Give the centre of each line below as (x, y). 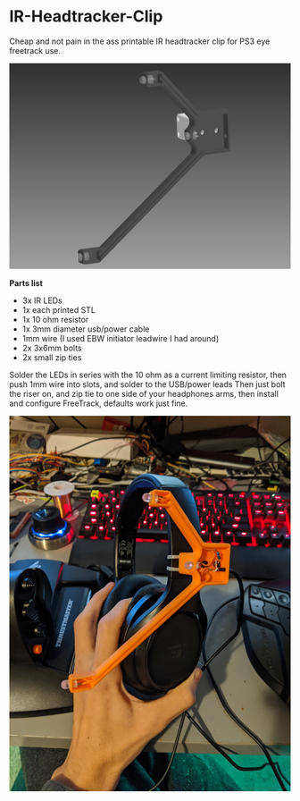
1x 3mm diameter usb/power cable (86, 329)
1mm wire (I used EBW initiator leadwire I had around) (121, 339)
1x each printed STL (59, 310)
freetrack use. (35, 50)
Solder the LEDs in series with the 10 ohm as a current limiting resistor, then (148, 375)
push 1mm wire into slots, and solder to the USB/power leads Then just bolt (147, 384)
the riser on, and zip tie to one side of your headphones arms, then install (144, 394)
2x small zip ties (52, 358)
